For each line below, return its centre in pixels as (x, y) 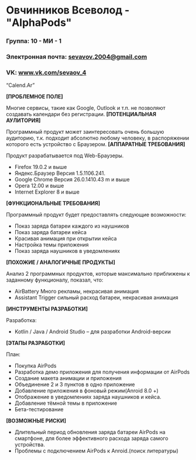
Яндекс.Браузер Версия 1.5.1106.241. (60, 173)
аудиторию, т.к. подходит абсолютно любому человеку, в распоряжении (98, 138)
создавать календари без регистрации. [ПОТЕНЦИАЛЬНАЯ (81, 114)
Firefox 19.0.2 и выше (41, 167)
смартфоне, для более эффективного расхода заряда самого (91, 438)
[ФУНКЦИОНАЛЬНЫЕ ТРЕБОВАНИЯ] (53, 204)
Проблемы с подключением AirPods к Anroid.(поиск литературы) (96, 451)
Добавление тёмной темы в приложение (66, 403)
